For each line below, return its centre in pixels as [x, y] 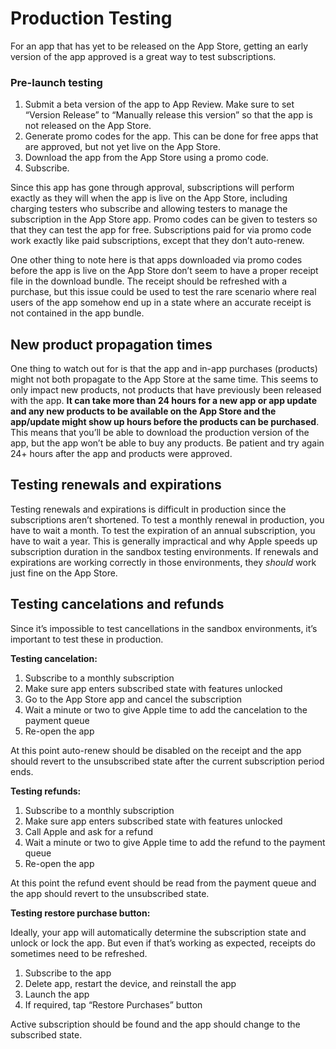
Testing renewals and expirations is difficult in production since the [148, 509]
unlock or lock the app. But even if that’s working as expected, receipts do [163, 943]
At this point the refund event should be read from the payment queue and [163, 883]
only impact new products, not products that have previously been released [166, 390]
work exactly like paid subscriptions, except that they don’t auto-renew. [157, 241]
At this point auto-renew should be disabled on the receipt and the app [156, 750]
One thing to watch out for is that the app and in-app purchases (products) [164, 369]
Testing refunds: [46, 791]
